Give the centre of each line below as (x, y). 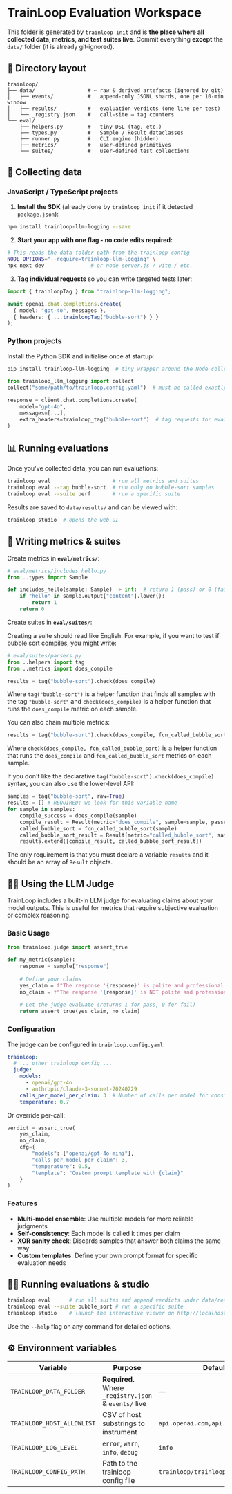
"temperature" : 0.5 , (61, 1166)
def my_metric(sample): (41, 960)
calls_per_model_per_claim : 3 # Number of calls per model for (114, 1095)
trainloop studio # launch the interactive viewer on (91, 1313)
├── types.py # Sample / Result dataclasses (102, 133)
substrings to (124, 1423)
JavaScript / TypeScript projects (63, 192)
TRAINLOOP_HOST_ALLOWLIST (53, 1423)
